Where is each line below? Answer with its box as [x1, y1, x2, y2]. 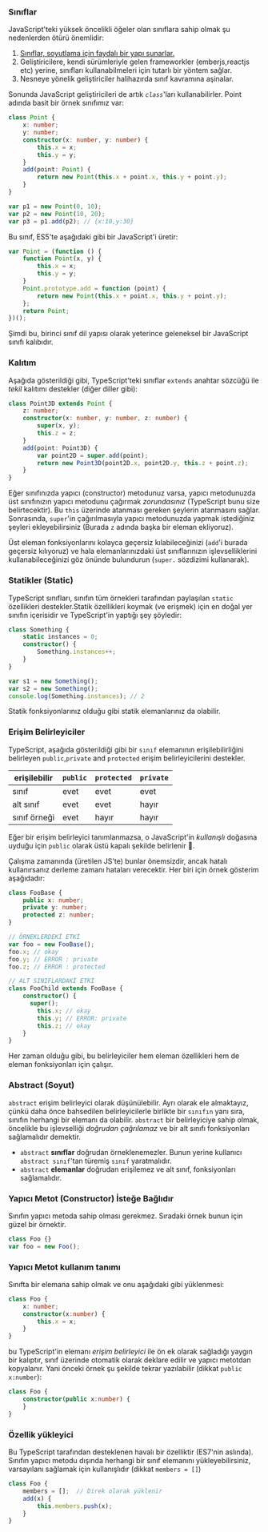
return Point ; [22, 307, 70, 315]
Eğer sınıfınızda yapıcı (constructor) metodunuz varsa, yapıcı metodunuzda [8, 488, 256, 498]
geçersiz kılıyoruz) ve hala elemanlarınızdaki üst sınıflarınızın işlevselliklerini [8, 547, 258, 556]
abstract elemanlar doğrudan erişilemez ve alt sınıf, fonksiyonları [19, 1164, 236, 1174]
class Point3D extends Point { [8, 399, 113, 407]
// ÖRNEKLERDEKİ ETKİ [8, 933, 81, 941]
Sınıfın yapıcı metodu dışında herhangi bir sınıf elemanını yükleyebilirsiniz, [8, 1456, 251, 1465]
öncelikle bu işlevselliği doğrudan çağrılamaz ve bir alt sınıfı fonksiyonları [8, 1123, 250, 1133]
